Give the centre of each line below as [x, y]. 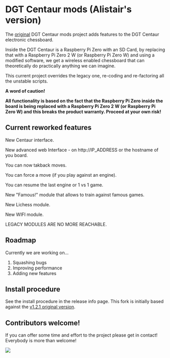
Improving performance [37, 268]
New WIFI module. [25, 214]
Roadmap [21, 240]
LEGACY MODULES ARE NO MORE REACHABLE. [56, 224]
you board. [16, 155]
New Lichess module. [28, 204]
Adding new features [35, 273]
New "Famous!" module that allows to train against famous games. [75, 195]
